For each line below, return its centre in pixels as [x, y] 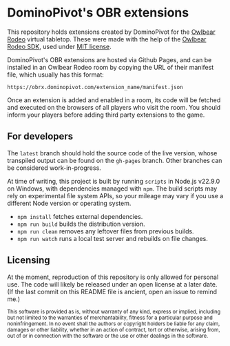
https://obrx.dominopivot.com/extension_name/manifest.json [95, 87]
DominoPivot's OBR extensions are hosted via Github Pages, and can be [109, 59]
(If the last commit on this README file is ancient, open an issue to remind [112, 291]
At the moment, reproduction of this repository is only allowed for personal [113, 277]
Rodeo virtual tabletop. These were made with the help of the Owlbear [107, 39]
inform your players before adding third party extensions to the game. [106, 115]
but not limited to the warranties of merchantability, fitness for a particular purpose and [110, 318]
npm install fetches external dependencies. [80, 216]
